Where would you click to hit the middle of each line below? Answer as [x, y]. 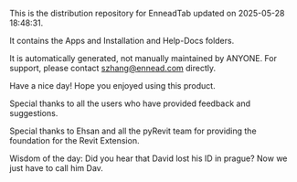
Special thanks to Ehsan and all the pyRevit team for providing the [133, 131]
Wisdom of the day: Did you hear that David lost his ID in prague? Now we [148, 158]
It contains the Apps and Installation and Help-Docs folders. [122, 41]
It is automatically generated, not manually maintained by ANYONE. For [143, 58]
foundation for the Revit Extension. [74, 140]
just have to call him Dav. [56, 168]
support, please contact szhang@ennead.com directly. [113, 68]
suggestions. [34, 113]
